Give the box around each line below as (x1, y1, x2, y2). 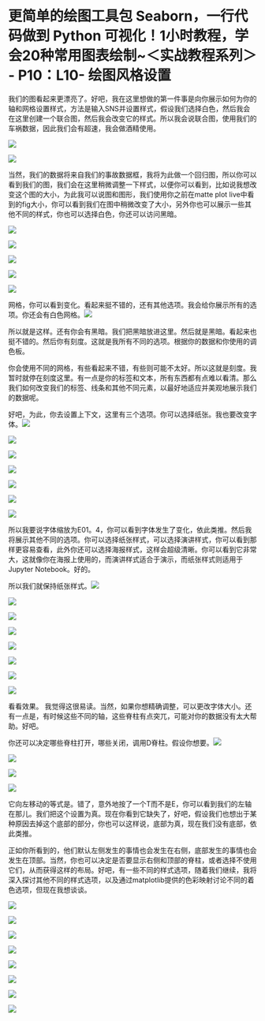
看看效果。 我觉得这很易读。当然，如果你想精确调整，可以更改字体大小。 (8, 701, 245, 711)
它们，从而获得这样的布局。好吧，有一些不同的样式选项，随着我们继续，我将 (8, 865, 257, 874)
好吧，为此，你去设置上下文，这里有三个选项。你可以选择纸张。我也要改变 (8, 410, 250, 419)
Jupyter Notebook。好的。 (8, 564, 95, 574)
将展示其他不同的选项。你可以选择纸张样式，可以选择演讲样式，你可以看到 (8, 534, 250, 544)
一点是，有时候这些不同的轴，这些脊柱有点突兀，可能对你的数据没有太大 (14, 711, 250, 720)
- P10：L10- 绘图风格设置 (8, 66, 172, 84)
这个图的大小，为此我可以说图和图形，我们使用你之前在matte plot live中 (14, 189, 248, 199)
